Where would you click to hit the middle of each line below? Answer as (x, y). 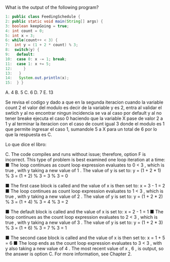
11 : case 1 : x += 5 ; (28, 64)
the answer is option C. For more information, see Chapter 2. (69, 254)
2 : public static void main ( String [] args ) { (54, 21)
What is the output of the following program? (52, 7)
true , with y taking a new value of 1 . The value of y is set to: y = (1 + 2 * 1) (83, 171)
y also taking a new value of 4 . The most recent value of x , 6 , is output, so (84, 249)
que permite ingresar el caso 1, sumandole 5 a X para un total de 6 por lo (81, 129)
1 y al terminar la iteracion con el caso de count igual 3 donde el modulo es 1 (85, 124)
